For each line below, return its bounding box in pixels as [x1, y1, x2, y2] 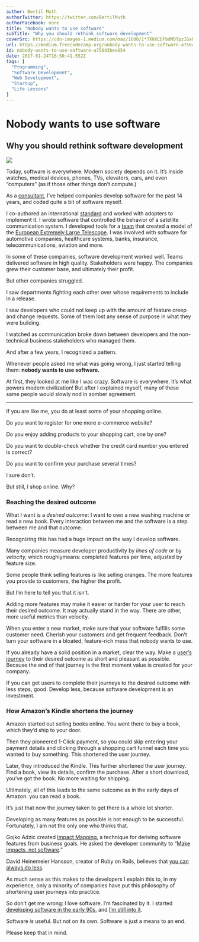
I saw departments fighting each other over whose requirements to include [6, 288, 189, 296]
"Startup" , [11, 81, 38, 87]
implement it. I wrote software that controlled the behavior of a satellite [6, 216, 179, 223]
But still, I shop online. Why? [6, 483, 75, 490]
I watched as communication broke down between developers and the [6, 331, 178, 338]
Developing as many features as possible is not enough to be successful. [6, 816, 185, 823]
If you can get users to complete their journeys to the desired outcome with [6, 679, 191, 687]
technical [6, 337, 28, 344]
